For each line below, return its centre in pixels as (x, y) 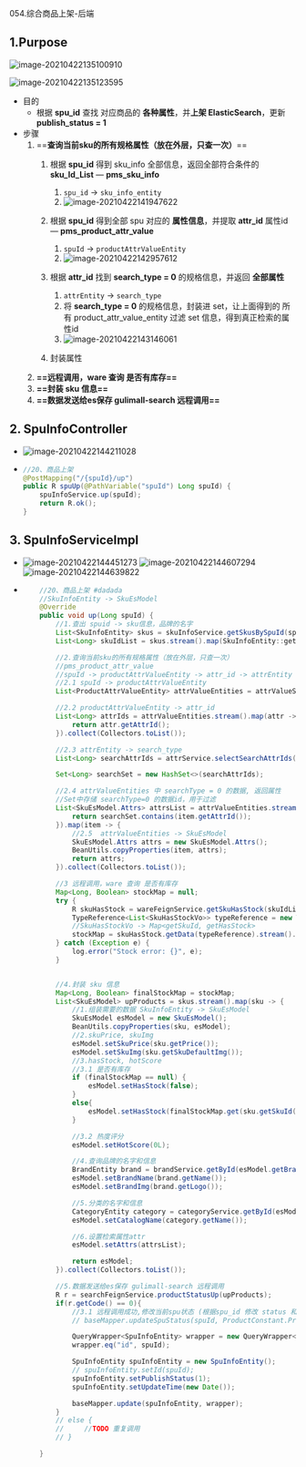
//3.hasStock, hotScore (117, 1061)
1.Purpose (39, 42)
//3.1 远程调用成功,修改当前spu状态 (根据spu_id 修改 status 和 (184, 1312)
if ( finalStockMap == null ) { (129, 1078)
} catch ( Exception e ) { (103, 943)
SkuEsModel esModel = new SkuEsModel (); (149, 1019)
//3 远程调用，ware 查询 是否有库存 (117, 884)
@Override (58, 607)
